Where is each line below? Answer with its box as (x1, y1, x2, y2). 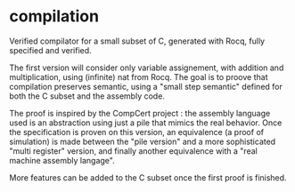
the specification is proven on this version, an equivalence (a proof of (9, 126, 265, 137)
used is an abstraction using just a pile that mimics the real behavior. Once (9, 117, 283, 128)
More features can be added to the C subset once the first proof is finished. (9, 172, 287, 183)
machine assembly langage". (9, 155, 115, 165)
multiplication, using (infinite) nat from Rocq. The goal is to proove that (9, 71, 268, 82)
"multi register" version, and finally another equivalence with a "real (9, 145, 258, 156)
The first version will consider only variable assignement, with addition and (9, 62, 284, 73)
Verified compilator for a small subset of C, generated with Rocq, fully (9, 36, 266, 46)
